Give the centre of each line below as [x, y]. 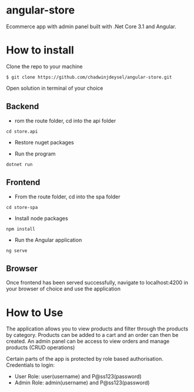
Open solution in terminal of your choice [55, 88]
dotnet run [19, 164]
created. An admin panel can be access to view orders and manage [88, 342]
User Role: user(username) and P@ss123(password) [78, 377]
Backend [23, 107]
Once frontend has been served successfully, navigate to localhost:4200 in [97, 283]
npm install [21, 229]
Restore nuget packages [44, 142]
